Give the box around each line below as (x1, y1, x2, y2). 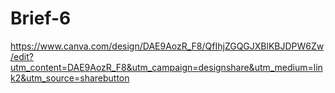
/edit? (10, 50, 34, 62)
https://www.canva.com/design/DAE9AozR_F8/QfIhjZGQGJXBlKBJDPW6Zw (10, 40, 325, 52)
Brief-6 (10, 7, 72, 30)
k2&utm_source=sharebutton (10, 72, 130, 84)
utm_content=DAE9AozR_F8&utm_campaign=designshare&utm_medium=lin (10, 61, 323, 73)
